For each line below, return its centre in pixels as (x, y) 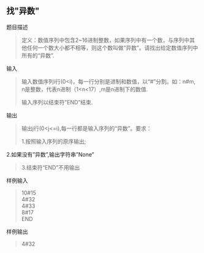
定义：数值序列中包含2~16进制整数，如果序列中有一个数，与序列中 (105, 40)
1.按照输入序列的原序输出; (54, 141)
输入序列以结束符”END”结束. (57, 102)
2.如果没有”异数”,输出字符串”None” (50, 154)
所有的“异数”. (38, 55)
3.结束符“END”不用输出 (51, 167)
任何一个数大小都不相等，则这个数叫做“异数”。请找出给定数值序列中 (112, 47)
